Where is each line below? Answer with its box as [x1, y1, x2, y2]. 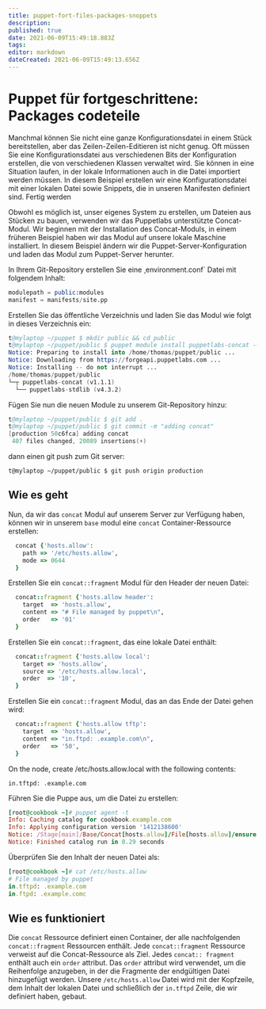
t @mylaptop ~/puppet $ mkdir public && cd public [8, 334, 176, 342]
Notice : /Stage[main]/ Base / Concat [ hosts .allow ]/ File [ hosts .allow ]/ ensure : [8, 831, 260, 839]
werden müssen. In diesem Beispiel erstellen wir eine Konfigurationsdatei [8, 175, 247, 185]
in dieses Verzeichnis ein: [8, 319, 92, 328]
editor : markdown [8, 48, 66, 56]
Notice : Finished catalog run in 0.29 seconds [8, 838, 165, 846]
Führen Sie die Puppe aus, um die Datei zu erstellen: [8, 793, 179, 803]
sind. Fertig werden [8, 192, 71, 201]
